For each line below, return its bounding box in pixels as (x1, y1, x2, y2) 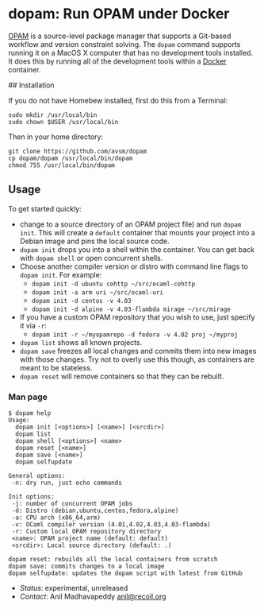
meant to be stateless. (19, 363, 93, 372)
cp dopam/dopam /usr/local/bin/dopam (8, 154, 133, 162)
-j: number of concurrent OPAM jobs (11, 500, 133, 508)
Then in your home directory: (8, 132, 104, 142)
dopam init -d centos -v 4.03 (31, 297, 132, 304)
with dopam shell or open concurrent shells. (19, 253, 163, 262)
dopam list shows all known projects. (19, 337, 143, 347)
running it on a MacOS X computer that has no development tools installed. (8, 48, 254, 57)
